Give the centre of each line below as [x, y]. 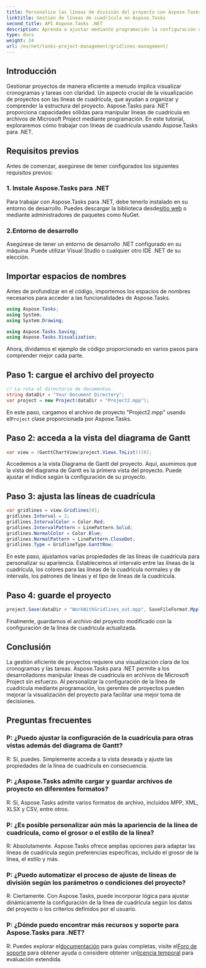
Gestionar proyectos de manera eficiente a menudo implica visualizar [94, 86]
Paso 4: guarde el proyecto [59, 595]
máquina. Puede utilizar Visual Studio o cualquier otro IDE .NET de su [93, 251]
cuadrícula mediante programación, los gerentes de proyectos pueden [95, 688]
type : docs [20, 35]
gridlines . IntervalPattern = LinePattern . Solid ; [70, 527]
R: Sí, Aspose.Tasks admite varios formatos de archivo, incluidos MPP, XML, [102, 802]
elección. [18, 257]
